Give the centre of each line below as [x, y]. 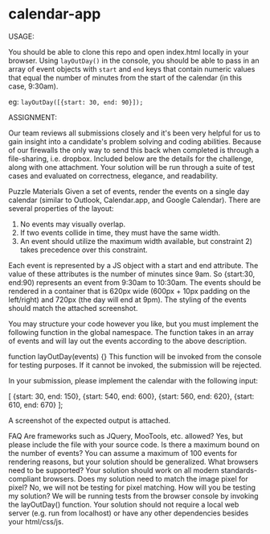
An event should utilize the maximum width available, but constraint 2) [136, 241]
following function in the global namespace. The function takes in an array [131, 332]
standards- [239, 470]
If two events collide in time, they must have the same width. [120, 232]
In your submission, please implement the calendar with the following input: [133, 380]
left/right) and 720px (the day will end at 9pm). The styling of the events [127, 300]
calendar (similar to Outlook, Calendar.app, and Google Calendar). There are [135, 200]
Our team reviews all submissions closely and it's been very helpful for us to [135, 133]
